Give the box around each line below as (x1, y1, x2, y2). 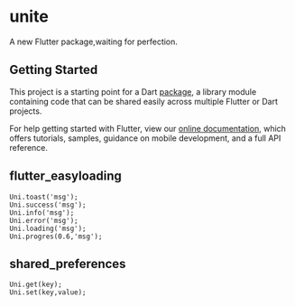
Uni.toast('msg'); (9, 192, 78, 201)
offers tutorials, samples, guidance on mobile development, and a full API (9, 133, 281, 144)
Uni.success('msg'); (9, 200, 88, 209)
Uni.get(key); (9, 280, 63, 290)
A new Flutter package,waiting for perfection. (9, 36, 179, 47)
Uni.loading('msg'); (9, 224, 88, 233)
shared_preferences (9, 255, 126, 272)
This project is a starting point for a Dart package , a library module (9, 86, 257, 97)
